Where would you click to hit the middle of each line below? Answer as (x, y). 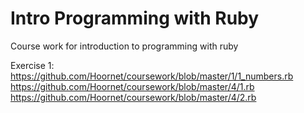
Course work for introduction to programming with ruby (124, 46)
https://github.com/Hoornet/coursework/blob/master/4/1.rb (132, 86)
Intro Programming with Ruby (135, 18)
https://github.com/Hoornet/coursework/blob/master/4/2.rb (133, 97)
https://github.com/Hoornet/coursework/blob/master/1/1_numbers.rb (152, 76)
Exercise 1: (32, 65)
